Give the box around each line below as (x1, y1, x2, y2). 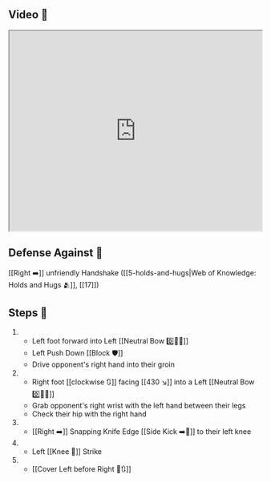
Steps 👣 (8, 306, 48, 320)
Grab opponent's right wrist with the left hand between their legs (31, 401, 246, 411)
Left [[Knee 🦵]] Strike (31, 447, 103, 456)
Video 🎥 (8, 8, 48, 22)
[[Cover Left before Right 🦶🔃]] (31, 464, 131, 474)
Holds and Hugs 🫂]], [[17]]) (8, 279, 99, 289)
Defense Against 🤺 (8, 246, 103, 260)
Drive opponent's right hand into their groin (31, 359, 175, 369)
